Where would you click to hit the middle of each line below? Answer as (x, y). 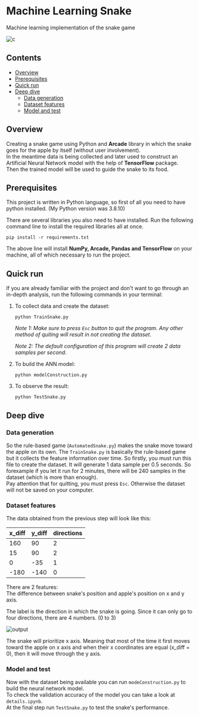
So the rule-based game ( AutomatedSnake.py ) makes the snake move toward (99, 445)
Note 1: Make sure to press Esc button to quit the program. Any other (99, 328)
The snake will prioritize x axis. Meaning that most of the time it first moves (98, 641)
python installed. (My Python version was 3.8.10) (66, 209)
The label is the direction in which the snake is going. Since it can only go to (99, 612)
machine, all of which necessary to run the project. (69, 255)
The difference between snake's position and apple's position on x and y (95, 594)
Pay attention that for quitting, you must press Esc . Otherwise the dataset (96, 483)
